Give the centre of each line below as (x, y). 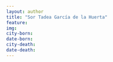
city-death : (21, 45)
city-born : (20, 34)
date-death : (21, 50)
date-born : (20, 39)
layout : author (25, 12)
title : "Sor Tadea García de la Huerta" (57, 17)
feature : (17, 22)
